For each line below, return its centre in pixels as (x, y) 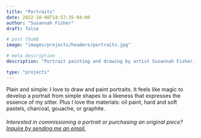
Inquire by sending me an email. (46, 128)
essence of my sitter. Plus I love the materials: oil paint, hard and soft (92, 102)
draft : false (23, 28)
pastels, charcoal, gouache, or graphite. (56, 108)
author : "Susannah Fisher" (40, 23)
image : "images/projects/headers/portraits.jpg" (69, 45)
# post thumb (23, 40)
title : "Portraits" (31, 12)
